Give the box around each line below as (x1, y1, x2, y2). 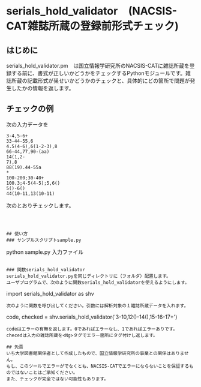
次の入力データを (6, 121, 49, 128)
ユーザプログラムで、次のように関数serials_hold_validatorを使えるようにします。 (6, 279, 190, 286)
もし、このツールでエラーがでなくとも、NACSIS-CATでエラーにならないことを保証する (6, 363, 190, 369)
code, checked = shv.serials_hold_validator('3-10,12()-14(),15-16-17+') (6, 313, 178, 320)
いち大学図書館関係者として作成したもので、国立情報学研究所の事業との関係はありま (6, 350, 185, 356)
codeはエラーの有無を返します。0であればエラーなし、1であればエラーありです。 (6, 326, 178, 332)
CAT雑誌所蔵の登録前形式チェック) (6, 19, 179, 33)
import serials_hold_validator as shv (6, 290, 94, 297)
